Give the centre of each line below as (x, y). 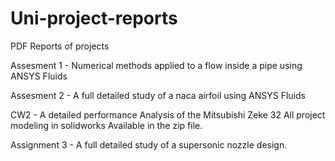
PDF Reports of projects (60, 46)
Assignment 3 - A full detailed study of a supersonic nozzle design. (149, 144)
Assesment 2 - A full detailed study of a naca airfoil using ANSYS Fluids (158, 95)
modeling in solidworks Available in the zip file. (106, 125)
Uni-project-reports (94, 18)
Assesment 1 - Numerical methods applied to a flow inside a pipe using (156, 65)
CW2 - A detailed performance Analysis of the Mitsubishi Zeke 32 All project (168, 114)
